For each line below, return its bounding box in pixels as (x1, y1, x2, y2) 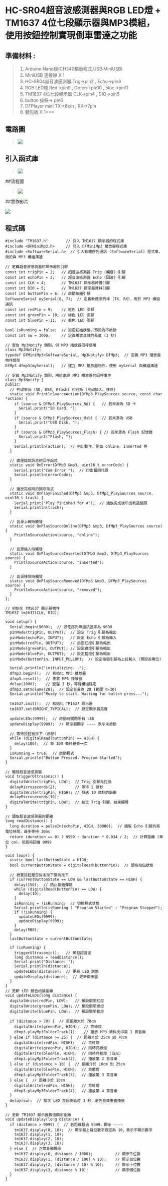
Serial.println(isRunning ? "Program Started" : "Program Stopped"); (14, 906, 163, 911)
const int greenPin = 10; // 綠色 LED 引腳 (5, 313, 94, 318)
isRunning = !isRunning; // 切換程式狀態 (14, 901, 100, 906)
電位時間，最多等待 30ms (5, 829, 50, 835)
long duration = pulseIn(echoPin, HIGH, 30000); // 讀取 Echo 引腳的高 (10, 824, 160, 829)
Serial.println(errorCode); (14, 472, 73, 478)
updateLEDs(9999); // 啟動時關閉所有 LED (10, 717, 94, 722)
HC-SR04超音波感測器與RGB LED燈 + (5, 5, 161, 16)
